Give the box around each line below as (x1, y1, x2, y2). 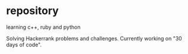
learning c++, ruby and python (6, 23, 81, 31)
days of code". (6, 41, 42, 48)
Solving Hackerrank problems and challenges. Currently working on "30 (6, 35, 182, 42)
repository (6, 4, 59, 18)
